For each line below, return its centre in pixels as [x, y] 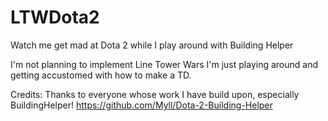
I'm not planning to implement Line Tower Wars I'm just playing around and [164, 64]
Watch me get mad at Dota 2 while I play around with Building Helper [152, 45]
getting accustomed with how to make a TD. [101, 75]
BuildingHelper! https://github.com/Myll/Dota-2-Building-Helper [141, 105]
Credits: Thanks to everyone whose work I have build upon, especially [155, 94]
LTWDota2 [55, 17]
